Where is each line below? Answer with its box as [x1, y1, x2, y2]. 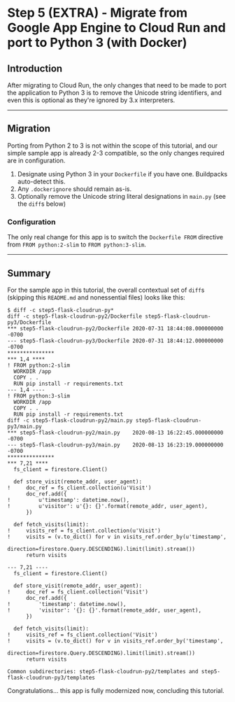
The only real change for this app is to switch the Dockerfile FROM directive [7, 233, 224, 241]
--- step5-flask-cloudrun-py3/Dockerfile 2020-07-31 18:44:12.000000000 [7, 337, 224, 344]
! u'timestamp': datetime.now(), [7, 496, 130, 503]
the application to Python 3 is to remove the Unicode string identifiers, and [7, 89, 222, 97]
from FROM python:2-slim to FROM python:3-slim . [7, 240, 147, 249]
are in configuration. [7, 156, 66, 164]
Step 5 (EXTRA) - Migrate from [7, 5, 187, 21]
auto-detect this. [17, 177, 66, 185]
